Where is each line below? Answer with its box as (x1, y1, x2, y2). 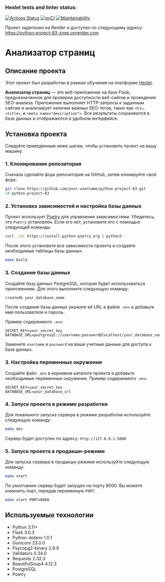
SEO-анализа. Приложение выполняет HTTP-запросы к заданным (5, 100, 144, 106)
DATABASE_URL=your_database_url (5, 389, 71, 394)
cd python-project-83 (5, 191, 50, 196)
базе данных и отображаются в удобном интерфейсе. (5, 115, 119, 122)
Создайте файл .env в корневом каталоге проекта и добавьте (5, 370, 135, 376)
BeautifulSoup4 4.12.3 (12, 561, 57, 567)
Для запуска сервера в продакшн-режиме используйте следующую (5, 459, 150, 465)
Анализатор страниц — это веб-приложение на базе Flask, (5, 89, 131, 95)
